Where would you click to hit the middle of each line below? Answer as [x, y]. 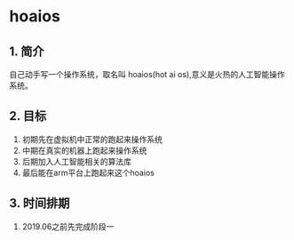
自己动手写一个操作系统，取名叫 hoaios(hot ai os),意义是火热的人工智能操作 [147, 74]
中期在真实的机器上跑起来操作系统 [84, 150]
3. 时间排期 [40, 203]
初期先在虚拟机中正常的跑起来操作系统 [92, 139]
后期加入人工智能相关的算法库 [76, 161]
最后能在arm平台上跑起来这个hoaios [88, 172]
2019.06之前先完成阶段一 [68, 226]
